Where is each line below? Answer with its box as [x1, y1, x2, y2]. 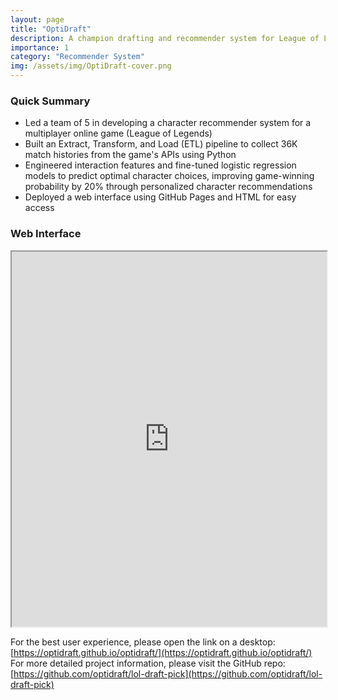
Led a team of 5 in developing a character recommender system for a [24, 117, 312, 129]
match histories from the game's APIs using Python [24, 149, 237, 161]
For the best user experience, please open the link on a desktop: [10, 636, 276, 648]
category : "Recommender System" [10, 52, 145, 62]
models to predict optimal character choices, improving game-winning [24, 170, 315, 182]
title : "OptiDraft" [10, 24, 92, 34]
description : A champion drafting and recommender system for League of [10, 33, 320, 43]
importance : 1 [10, 42, 70, 53]
